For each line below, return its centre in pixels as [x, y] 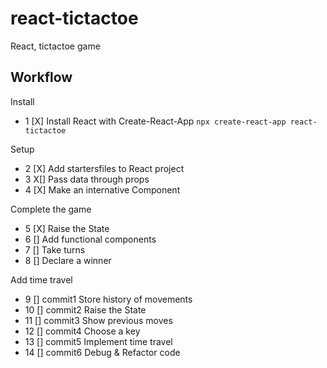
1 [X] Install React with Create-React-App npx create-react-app [155, 121]
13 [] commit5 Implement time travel [98, 341]
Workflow [41, 77]
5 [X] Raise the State [67, 228]
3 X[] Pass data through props [87, 179]
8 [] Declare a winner [68, 260]
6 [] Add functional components [90, 239]
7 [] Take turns [55, 249]
